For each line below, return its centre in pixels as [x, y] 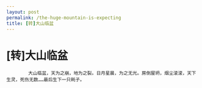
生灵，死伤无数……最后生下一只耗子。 [45, 80]
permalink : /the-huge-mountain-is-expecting [64, 18]
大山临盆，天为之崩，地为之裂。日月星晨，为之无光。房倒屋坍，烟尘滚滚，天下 [112, 73]
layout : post [23, 12]
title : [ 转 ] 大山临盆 [30, 23]
